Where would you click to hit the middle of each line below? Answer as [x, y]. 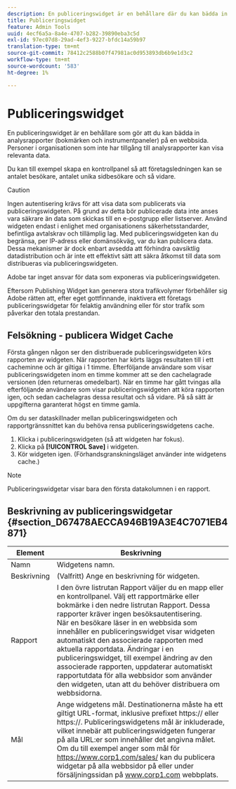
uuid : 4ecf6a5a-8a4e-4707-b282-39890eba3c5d [73, 33]
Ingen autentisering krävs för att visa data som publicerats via [97, 204]
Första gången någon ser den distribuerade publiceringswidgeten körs [110, 352]
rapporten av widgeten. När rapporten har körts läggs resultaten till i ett [111, 360]
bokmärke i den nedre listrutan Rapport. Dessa [133, 605]
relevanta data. [29, 155]
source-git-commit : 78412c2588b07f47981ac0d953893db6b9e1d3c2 [100, 53]
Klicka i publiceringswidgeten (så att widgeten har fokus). [101, 440]
